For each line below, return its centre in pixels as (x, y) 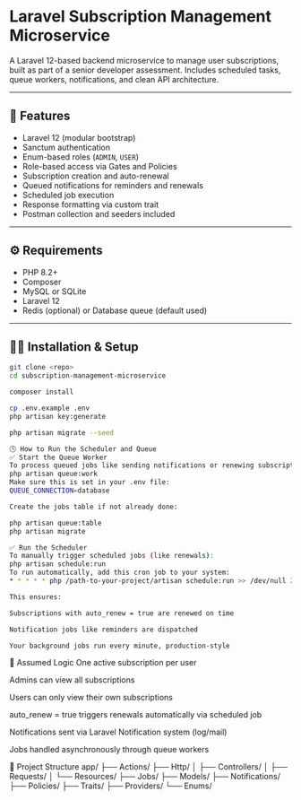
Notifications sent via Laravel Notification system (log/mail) (118, 732)
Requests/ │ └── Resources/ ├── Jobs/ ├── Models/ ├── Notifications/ (145, 777)
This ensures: (36, 597)
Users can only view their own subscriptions (91, 698)
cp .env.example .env (50, 408)
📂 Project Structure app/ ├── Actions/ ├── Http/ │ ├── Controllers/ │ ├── (149, 767)
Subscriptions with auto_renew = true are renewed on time (122, 613)
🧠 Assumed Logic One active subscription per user (103, 663)
